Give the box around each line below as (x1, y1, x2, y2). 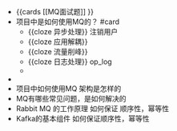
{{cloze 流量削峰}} (27, 47, 88, 56)
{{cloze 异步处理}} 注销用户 (27, 27, 119, 36)
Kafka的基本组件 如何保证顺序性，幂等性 (15, 114, 150, 123)
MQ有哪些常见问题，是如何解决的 (15, 94, 127, 103)
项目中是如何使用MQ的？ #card (15, 17, 120, 26)
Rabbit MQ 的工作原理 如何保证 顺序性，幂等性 (15, 104, 170, 113)
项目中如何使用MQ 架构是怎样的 (15, 84, 122, 93)
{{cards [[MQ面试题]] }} (15, 7, 95, 16)
